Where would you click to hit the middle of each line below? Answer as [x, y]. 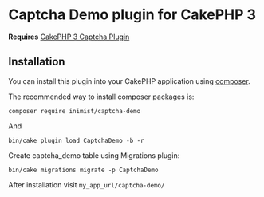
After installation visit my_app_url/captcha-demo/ [87, 184]
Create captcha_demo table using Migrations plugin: [94, 155]
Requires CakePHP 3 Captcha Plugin [69, 37]
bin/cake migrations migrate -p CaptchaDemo [83, 170]
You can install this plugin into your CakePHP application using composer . [130, 81]
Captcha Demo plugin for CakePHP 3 [132, 15]
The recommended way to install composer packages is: [101, 97]
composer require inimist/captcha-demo [75, 111]
